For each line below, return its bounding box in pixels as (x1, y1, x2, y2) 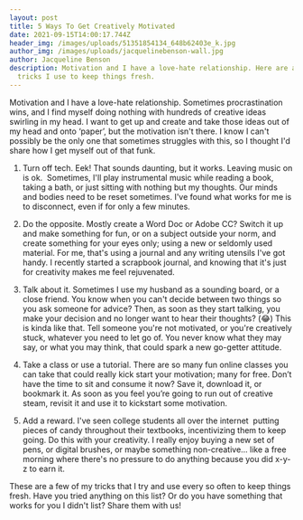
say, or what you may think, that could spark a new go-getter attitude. (22, 341, 282, 353)
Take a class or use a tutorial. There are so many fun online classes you (22, 359, 289, 370)
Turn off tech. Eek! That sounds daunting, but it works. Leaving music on (22, 162, 293, 173)
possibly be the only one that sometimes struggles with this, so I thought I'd (9, 135, 290, 146)
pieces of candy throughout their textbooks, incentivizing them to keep (22, 424, 287, 435)
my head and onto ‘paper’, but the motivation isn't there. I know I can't (9, 126, 270, 137)
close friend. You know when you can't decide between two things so (22, 293, 282, 304)
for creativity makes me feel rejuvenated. (22, 266, 175, 277)
